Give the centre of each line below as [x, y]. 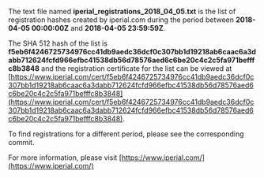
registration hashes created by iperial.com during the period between [121, 20]
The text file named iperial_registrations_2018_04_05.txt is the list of [122, 11]
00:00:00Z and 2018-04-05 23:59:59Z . [98, 28]
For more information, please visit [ [65, 158]
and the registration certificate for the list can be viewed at [136, 69]
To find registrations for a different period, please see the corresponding [126, 134]
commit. [21, 142]
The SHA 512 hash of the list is [58, 43]
